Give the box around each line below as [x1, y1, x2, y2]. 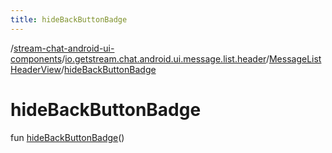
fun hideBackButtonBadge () [10, 131, 125, 143]
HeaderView [10, 63, 62, 75]
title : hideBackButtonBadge [10, 14, 128, 25]
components [10, 52, 63, 65]
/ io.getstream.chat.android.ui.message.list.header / [61, 52, 270, 65]
